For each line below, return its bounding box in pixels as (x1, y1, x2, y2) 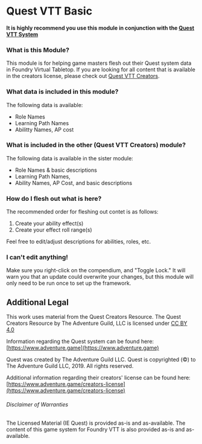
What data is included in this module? (6, 88, 119, 96)
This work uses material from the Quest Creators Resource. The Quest (6, 313, 181, 321)
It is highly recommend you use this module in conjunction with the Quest (6, 24, 195, 31)
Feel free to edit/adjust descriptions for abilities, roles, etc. (6, 238, 151, 246)
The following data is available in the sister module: (6, 154, 134, 162)
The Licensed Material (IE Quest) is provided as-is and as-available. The (6, 419, 186, 427)
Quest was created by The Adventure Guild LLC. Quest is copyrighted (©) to (6, 356, 196, 364)
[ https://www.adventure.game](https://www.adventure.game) (6, 344, 159, 351)
